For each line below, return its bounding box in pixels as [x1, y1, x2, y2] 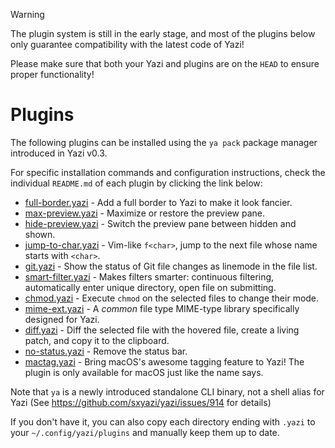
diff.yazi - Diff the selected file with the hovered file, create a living [24, 324, 300, 336]
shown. [24, 228, 56, 240]
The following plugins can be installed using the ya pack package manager [10, 136, 318, 148]
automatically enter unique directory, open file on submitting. [24, 281, 277, 293]
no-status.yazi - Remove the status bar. [24, 345, 188, 357]
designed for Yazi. [24, 313, 100, 325]
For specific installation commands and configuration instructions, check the [10, 166, 326, 178]
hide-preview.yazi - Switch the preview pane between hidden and [24, 217, 297, 229]
